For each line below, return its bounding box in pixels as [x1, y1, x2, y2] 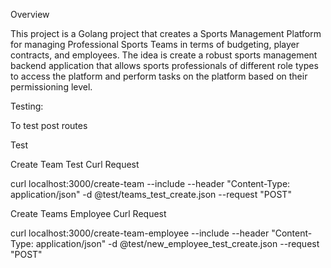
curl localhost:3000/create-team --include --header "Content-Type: [10, 178, 291, 189]
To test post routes [10, 120, 88, 131]
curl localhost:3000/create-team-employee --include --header [10, 227, 270, 239]
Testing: [10, 100, 44, 112]
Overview [10, 9, 50, 20]
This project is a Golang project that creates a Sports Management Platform [10, 28, 322, 39]
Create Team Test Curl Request [10, 159, 140, 170]
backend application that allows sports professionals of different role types [10, 60, 319, 71]
